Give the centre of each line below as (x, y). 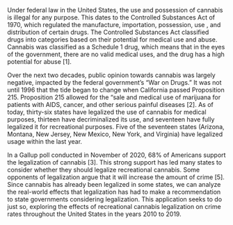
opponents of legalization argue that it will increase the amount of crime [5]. (116, 177)
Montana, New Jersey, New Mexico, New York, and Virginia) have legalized (115, 134)
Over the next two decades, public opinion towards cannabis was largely (111, 75)
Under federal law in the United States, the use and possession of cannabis (115, 10)
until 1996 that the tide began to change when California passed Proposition (116, 90)
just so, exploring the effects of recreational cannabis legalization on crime (114, 207)
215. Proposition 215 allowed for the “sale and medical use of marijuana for (114, 97)
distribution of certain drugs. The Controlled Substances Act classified (108, 32)
